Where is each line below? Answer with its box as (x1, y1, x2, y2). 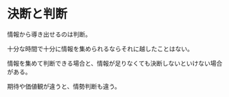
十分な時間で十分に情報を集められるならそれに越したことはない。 (7, 44, 193, 53)
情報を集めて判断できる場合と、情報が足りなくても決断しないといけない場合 (7, 59, 223, 67)
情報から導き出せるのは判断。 (7, 30, 91, 38)
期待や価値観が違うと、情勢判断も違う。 (7, 82, 121, 90)
